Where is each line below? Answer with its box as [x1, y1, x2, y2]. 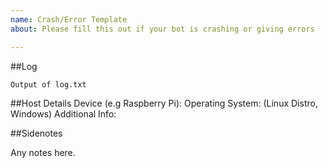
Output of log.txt [10, 79, 87, 90]
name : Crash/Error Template [10, 14, 128, 25]
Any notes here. [10, 146, 76, 158]
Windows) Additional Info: [10, 107, 117, 120]
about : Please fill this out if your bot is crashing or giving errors [10, 24, 315, 34]
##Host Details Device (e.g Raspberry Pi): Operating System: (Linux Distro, [10, 97, 318, 109]
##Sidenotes [10, 127, 63, 139]
